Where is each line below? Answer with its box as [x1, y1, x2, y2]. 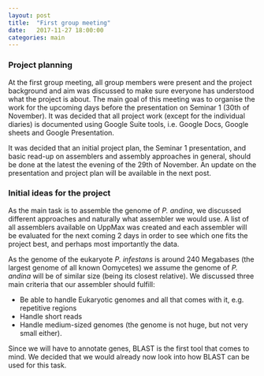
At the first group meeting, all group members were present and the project [8, 77, 252, 87]
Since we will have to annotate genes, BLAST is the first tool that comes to [8, 344, 250, 353]
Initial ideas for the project [8, 188, 111, 199]
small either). [19, 328, 63, 337]
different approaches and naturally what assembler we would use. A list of [8, 214, 250, 223]
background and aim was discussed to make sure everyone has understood [8, 86, 255, 95]
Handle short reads [19, 311, 83, 321]
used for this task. [8, 360, 67, 370]
